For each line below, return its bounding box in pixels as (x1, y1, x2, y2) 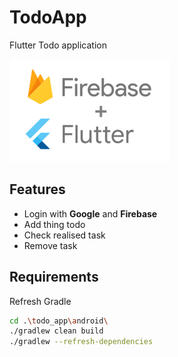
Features (9, 181, 66, 198)
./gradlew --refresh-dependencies (9, 337, 154, 347)
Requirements (9, 269, 99, 286)
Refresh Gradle (9, 295, 72, 307)
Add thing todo (23, 218, 86, 230)
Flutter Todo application (9, 39, 107, 51)
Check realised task (23, 229, 106, 241)
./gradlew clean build (9, 326, 104, 336)
